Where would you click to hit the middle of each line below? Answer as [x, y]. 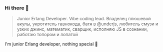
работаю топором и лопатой [47, 35]
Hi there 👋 [17, 8]
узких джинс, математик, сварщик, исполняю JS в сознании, [82, 29]
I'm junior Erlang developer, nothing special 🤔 [51, 44]
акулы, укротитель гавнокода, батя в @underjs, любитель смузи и [87, 24]
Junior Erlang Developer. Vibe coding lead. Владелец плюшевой [84, 19]
